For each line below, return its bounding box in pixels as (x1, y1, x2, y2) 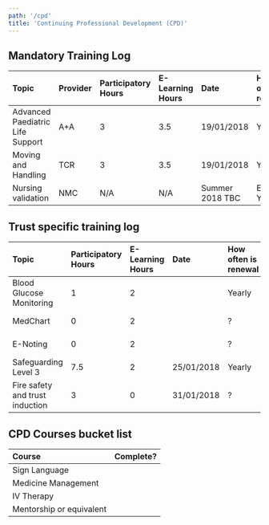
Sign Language (12, 464, 70, 475)
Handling (12, 169, 46, 181)
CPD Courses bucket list (8, 427, 132, 441)
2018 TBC (201, 193, 241, 204)
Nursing (12, 182, 42, 193)
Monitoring (12, 298, 54, 309)
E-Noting (12, 339, 48, 350)
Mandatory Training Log (8, 49, 131, 63)
